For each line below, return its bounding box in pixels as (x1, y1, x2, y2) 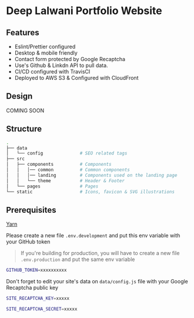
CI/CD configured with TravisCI (14, 68, 91, 75)
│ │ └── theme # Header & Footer (6, 178, 125, 183)
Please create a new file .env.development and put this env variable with (6, 232, 180, 239)
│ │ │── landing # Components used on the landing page (6, 172, 178, 178)
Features (6, 28, 39, 38)
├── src (6, 156, 25, 162)
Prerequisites (6, 205, 56, 215)
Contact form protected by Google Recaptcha (14, 56, 125, 62)
